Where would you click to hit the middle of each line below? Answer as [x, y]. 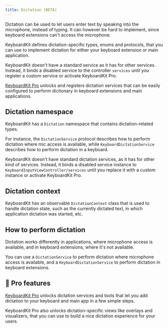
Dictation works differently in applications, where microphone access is [79, 242]
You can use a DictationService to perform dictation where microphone [79, 257]
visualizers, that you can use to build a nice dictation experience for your [80, 316]
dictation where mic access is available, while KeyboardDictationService [80, 144]
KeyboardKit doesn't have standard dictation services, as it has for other [80, 159]
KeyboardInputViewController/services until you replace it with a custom [80, 170]
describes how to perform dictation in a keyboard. [57, 150]
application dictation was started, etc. [44, 214]
